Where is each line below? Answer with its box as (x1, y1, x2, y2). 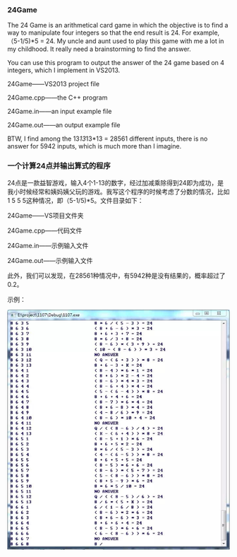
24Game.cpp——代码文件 (7, 226, 83, 235)
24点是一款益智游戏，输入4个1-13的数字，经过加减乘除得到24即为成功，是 (7, 178, 224, 187)
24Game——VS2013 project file (7, 80, 100, 88)
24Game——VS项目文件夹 (7, 211, 84, 220)
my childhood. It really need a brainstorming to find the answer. (7, 45, 192, 54)
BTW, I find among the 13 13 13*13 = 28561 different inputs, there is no (7, 134, 208, 143)
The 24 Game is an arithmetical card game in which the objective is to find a (7, 21, 229, 30)
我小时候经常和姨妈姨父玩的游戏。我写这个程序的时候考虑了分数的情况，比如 (7, 187, 230, 196)
